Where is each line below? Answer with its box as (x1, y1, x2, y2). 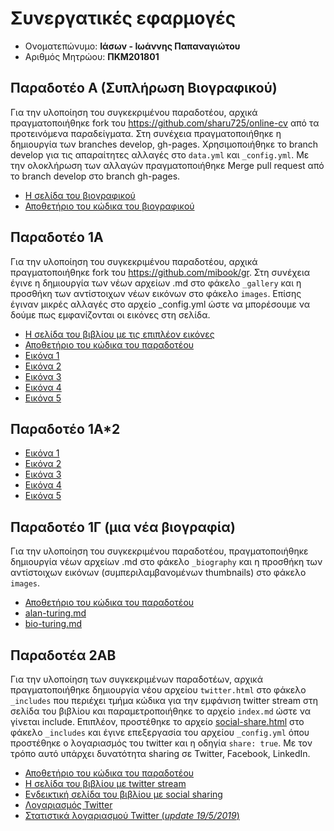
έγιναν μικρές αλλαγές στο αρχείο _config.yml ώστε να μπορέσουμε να (10, 298, 310, 310)
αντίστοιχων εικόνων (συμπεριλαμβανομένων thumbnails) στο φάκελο (10, 567, 307, 579)
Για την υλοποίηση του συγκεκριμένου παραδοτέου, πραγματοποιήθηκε (10, 545, 309, 557)
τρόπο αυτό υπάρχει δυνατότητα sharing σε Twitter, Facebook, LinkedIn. (10, 748, 311, 759)
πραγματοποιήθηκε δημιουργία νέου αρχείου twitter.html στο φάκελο (10, 684, 307, 696)
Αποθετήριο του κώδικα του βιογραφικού (24, 200, 195, 212)
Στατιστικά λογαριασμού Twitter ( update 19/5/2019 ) (24, 810, 240, 821)
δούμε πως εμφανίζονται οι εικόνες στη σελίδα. (10, 308, 211, 321)
